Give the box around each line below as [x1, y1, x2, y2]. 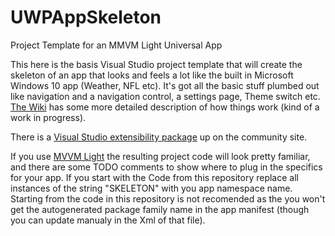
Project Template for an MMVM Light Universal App [10, 39, 223, 51]
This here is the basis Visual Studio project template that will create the [10, 58, 303, 70]
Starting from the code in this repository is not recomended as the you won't [10, 192, 326, 205]
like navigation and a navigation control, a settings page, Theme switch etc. [10, 90, 321, 102]
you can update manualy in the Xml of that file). [10, 214, 206, 226]
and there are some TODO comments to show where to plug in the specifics [10, 161, 323, 173]
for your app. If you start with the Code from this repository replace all [10, 171, 299, 183]
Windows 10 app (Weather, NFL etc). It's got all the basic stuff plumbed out [10, 79, 320, 91]
